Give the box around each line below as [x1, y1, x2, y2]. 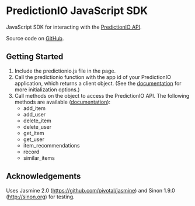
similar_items [23, 154, 55, 162]
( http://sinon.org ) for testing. [6, 193, 75, 200]
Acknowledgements [6, 171, 81, 181]
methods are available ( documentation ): [14, 98, 111, 105]
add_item [23, 104, 46, 112]
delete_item [23, 117, 51, 124]
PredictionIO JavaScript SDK [6, 4, 148, 18]
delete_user [23, 123, 51, 130]
